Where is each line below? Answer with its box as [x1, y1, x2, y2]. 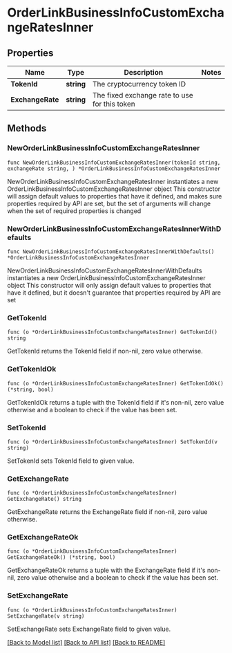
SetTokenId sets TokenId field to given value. [7, 457, 135, 465]
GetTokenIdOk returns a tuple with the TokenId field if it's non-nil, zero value [7, 398, 224, 406]
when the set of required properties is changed [7, 206, 142, 215]
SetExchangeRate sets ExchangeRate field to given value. [7, 625, 171, 633]
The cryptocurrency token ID [92, 80, 186, 89]
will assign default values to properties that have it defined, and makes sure [7, 192, 222, 200]
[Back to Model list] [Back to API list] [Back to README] [7, 638, 166, 646]
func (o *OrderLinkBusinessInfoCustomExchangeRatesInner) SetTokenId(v [7, 438, 217, 445]
